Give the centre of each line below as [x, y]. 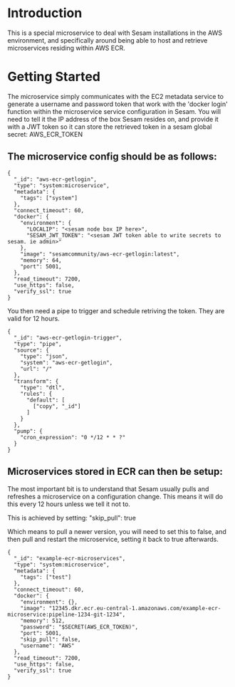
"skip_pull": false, [51, 639]
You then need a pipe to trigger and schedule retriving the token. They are [116, 310]
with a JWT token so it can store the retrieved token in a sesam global [110, 127]
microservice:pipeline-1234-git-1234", [67, 614]
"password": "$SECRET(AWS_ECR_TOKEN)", [79, 627]
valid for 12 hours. [34, 318]
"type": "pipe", [38, 344]
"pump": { [28, 431]
